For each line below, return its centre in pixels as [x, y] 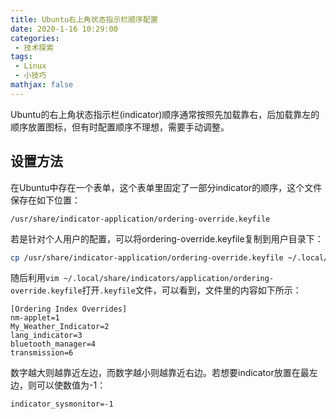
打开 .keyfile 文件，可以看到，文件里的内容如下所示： [191, 290]
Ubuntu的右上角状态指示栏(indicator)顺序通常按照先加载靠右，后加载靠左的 [165, 114]
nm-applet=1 [35, 318]
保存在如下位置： [45, 200]
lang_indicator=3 [46, 336]
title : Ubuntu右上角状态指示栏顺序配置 [84, 19]
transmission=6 [42, 353]
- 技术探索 [34, 47]
